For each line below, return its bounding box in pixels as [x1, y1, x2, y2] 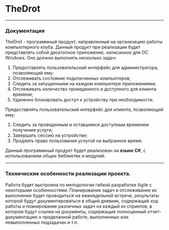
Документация [5, 27, 45, 34]
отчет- [147, 208, 161, 214]
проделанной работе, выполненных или [42, 214, 129, 220]
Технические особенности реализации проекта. [5, 170, 131, 177]
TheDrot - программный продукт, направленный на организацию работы [5, 39, 162, 45]
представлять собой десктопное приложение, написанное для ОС [5, 49, 148, 55]
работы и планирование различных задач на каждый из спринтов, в [5, 203, 152, 209]
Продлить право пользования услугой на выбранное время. [12, 138, 143, 144]
